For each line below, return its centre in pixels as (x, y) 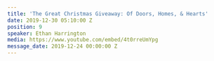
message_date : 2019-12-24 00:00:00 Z (62, 46)
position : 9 (25, 27)
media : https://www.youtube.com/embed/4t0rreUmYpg (83, 40)
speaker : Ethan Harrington (47, 33)
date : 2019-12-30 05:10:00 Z (50, 20)
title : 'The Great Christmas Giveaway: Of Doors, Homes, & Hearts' (108, 14)
